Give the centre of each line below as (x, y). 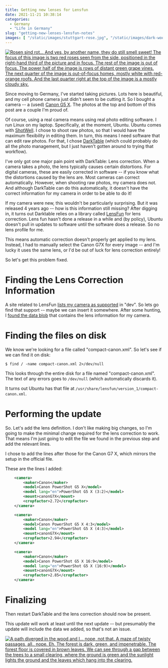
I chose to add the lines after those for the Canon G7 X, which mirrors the (80, 453)
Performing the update (53, 414)
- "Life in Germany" (31, 29)
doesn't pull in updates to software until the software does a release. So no (82, 224)
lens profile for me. (25, 229)
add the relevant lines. (28, 444)
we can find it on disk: (28, 355)
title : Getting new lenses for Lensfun (47, 10)
